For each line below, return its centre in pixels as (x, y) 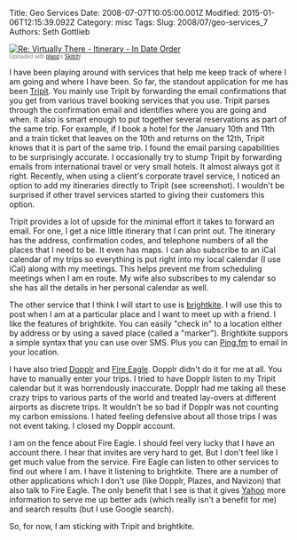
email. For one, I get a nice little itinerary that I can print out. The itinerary (142, 231)
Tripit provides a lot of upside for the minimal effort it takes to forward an (142, 222)
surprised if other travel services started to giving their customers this (137, 195)
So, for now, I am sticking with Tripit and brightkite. (102, 526)
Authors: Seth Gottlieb (50, 32)
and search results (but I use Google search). (92, 509)
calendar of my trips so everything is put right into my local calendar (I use (145, 259)
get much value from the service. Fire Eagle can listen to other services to (144, 462)
